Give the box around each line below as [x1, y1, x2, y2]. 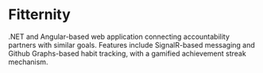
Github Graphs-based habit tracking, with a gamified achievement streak [8, 48, 246, 58]
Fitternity [8, 6, 71, 24]
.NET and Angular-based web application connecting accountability [8, 32, 230, 41]
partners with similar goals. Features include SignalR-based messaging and [8, 40, 256, 49]
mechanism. [8, 57, 48, 67]
